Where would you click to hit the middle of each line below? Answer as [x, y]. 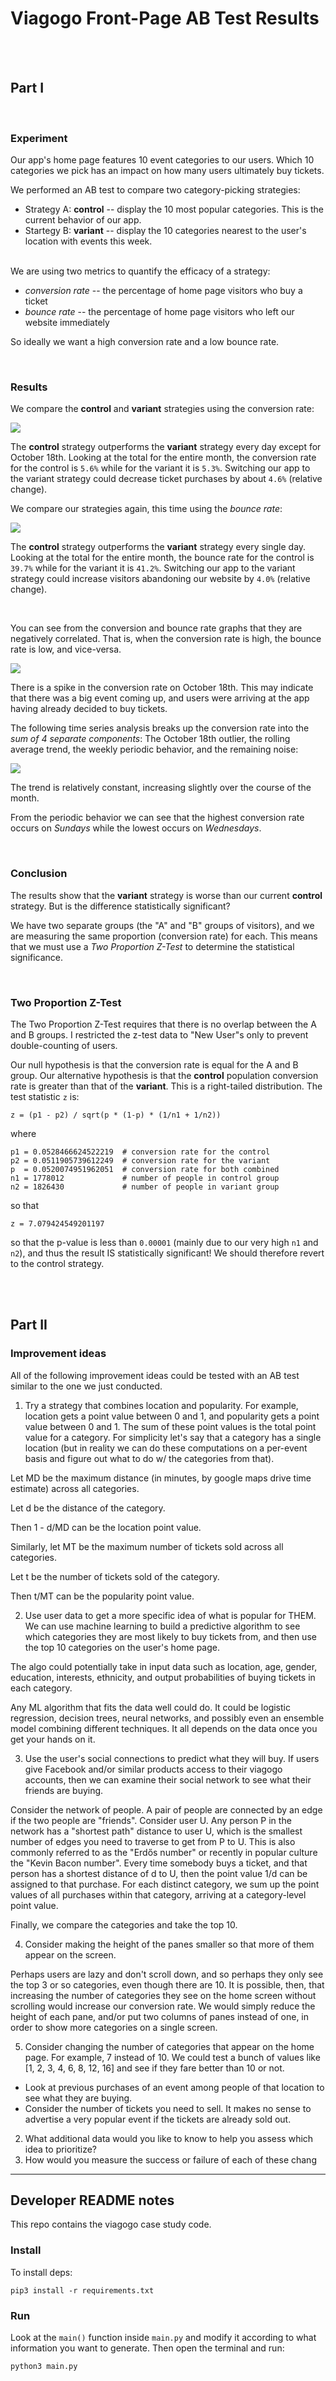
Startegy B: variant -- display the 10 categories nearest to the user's [165, 231]
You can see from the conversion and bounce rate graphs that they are [156, 628]
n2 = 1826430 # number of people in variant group [145, 1187]
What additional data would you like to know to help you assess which [169, 2138]
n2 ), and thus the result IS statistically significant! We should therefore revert [167, 1253]
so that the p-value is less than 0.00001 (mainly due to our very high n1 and [164, 1242]
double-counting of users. [64, 1045]
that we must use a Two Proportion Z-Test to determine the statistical [152, 946]
